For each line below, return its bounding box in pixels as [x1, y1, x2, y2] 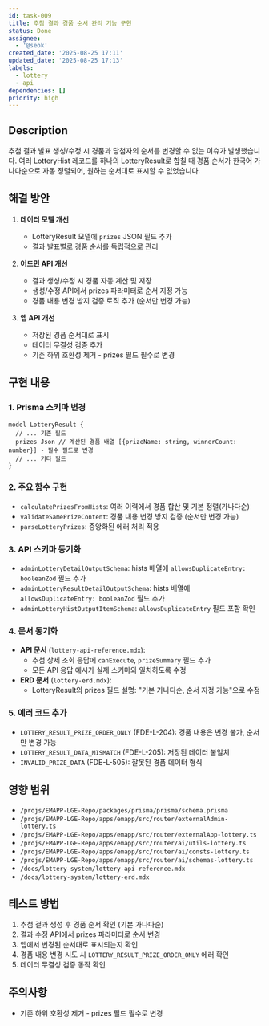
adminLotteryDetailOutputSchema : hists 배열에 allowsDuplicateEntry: [19, 564, 247, 573]
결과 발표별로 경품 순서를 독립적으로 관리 [31, 242, 159, 251]
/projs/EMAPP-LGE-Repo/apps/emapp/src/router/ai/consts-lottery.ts [19, 848, 250, 856]
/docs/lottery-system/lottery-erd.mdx [19, 873, 150, 881]
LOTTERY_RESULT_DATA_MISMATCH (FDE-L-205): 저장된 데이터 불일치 [19, 747, 230, 757]
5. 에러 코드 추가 [8, 707, 67, 719]
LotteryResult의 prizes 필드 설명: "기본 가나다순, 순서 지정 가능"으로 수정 [31, 686, 260, 695]
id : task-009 [8, 11, 52, 20]
